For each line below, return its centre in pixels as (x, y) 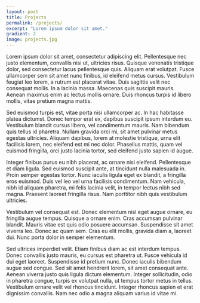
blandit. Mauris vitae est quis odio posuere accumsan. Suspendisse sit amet (100, 224)
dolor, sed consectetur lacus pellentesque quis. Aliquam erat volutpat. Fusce (100, 69)
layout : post (22, 12)
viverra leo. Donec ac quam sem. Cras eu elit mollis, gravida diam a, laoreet (99, 231)
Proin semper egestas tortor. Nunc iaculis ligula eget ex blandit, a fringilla (96, 175)
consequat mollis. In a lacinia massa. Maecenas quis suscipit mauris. (90, 88)
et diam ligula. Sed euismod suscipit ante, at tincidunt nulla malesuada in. (96, 169)
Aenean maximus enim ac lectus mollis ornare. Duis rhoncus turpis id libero (99, 94)
